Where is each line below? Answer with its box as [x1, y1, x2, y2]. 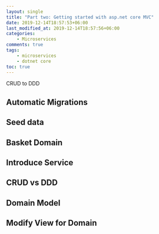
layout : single [6, 8, 44, 15]
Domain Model [6, 198, 61, 208]
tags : [6, 47, 19, 53]
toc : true [6, 63, 31, 70]
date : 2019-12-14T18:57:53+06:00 [6, 20, 88, 25]
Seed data [6, 117, 44, 127]
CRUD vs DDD [6, 178, 58, 188]
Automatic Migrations [6, 97, 88, 107]
